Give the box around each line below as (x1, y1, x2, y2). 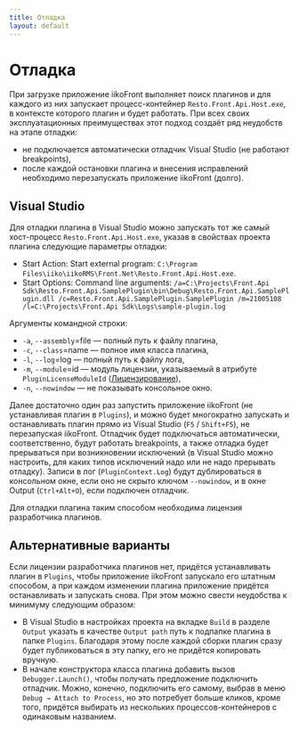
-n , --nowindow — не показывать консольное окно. (21, 382, 214, 393)
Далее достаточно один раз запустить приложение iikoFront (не (9, 400, 254, 411)
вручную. (21, 654, 59, 665)
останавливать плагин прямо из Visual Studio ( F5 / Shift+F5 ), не (9, 419, 251, 430)
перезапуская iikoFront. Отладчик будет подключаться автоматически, (9, 429, 280, 439)
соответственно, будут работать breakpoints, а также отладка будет (9, 438, 270, 448)
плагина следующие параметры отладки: (9, 242, 167, 252)
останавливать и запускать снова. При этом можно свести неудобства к (9, 590, 287, 601)
